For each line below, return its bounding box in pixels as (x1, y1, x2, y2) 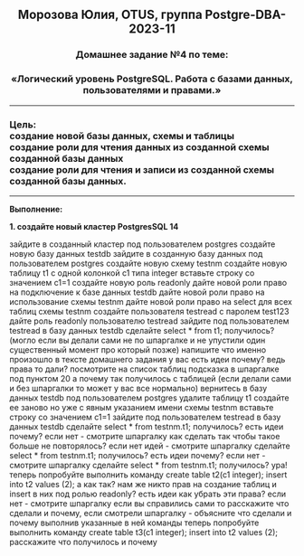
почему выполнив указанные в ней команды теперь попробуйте (9, 517, 260, 528)
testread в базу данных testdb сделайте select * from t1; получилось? (9, 325, 275, 335)
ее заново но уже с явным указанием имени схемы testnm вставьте (9, 401, 274, 412)
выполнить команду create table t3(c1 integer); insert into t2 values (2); (9, 526, 279, 537)
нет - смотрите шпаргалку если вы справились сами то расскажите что (9, 497, 290, 509)
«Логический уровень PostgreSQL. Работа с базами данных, (10, 72, 294, 85)
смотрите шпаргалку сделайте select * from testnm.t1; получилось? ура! (9, 459, 288, 470)
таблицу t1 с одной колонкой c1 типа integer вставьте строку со (9, 267, 255, 278)
